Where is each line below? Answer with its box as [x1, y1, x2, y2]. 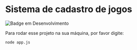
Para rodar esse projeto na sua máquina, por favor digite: [5, 30, 124, 36]
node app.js [5, 39, 30, 45]
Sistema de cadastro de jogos [5, 4, 132, 15]
